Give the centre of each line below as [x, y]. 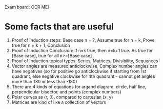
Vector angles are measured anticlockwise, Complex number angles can [84, 66]
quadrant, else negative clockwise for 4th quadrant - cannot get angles [83, 76]
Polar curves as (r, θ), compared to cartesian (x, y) [62, 97]
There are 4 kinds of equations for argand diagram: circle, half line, [79, 87]
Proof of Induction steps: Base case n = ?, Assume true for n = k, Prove [83, 40]
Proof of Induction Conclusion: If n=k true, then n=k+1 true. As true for [82, 50]
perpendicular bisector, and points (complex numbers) [66, 91]
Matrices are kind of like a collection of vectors [59, 102]
